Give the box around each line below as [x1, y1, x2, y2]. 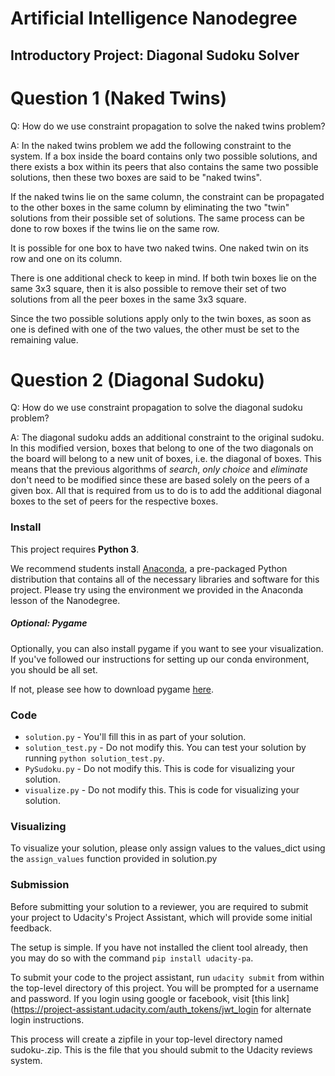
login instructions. [10, 1013, 85, 1026]
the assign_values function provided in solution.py [10, 853, 218, 865]
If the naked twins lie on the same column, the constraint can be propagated [10, 190, 325, 202]
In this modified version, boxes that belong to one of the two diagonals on [10, 442, 314, 454]
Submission [10, 878, 70, 892]
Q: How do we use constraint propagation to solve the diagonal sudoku [10, 402, 303, 414]
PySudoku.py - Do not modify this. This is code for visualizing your [24, 763, 295, 775]
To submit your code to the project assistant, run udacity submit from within [10, 971, 325, 983]
